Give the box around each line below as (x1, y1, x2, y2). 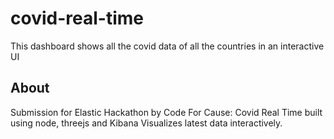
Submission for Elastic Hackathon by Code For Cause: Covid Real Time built (10, 106, 323, 118)
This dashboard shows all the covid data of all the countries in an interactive (10, 40, 325, 52)
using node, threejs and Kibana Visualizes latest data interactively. (10, 117, 283, 129)
